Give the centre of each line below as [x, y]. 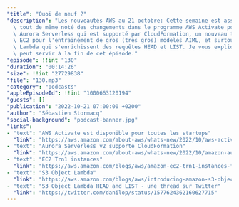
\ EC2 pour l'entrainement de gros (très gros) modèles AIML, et [112, 41]
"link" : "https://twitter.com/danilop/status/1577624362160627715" [116, 193]
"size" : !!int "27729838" [45, 73]
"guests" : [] [26, 100]
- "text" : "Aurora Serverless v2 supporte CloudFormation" [96, 147]
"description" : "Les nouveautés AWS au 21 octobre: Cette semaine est [114, 21]
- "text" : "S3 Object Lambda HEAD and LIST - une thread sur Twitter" [114, 186]
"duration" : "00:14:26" [42, 67]
